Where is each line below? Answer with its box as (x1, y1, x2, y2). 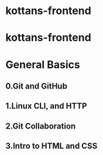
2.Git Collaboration (5, 121, 76, 131)
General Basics (5, 58, 80, 71)
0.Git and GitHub (5, 81, 68, 91)
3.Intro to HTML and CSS (5, 141, 98, 151)
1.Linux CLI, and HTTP (5, 101, 87, 111)
